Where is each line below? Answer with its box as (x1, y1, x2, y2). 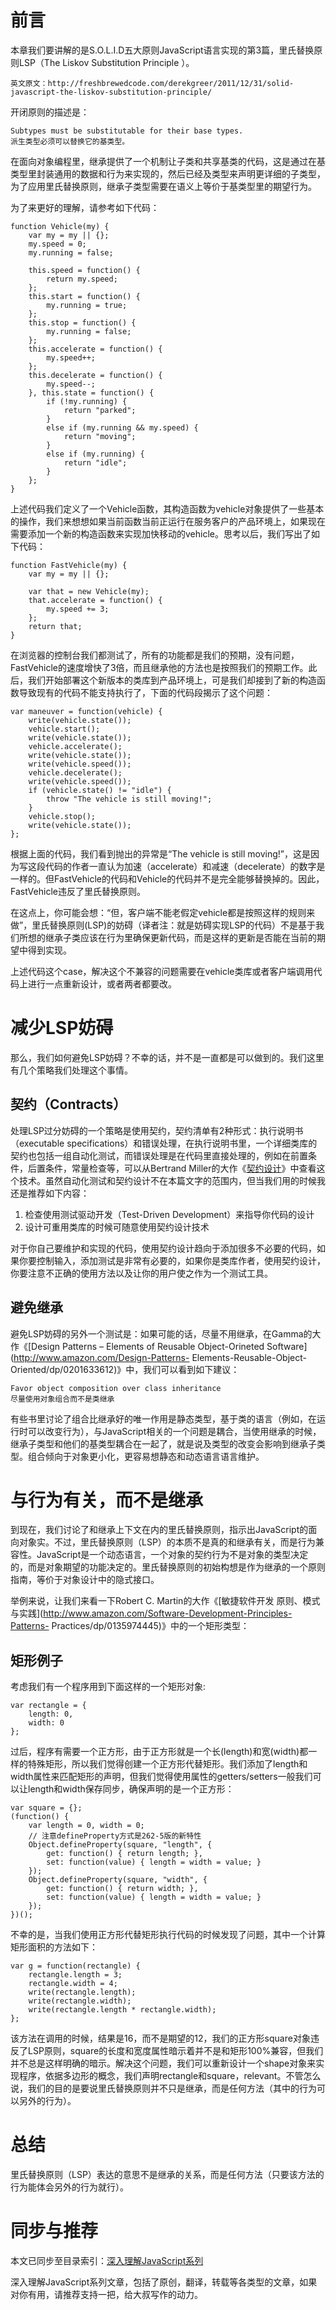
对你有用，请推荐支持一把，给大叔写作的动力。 (10, 2289, 203, 2301)
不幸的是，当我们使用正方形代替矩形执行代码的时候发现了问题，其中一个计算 (10, 1929, 326, 1941)
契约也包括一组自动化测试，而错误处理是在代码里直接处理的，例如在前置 (10, 1149, 308, 1161)
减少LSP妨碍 (10, 1017, 114, 1040)
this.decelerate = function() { (28, 370, 163, 380)
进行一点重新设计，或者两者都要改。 (27, 977, 177, 990)
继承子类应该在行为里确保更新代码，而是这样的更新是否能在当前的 (44, 931, 317, 943)
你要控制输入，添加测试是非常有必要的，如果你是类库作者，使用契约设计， (18, 1254, 326, 1266)
